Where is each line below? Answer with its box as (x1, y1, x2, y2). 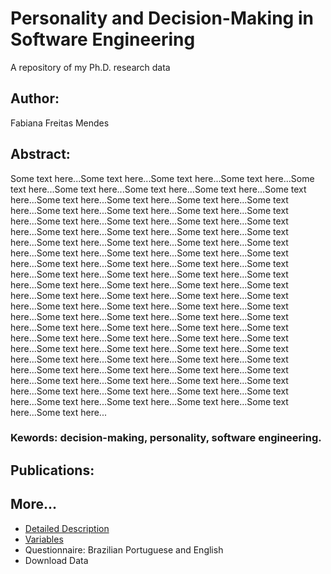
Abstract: (10, 146, 71, 163)
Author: (10, 90, 60, 107)
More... (10, 496, 58, 513)
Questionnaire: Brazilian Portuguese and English (24, 543, 224, 556)
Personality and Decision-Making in (10, 7, 314, 30)
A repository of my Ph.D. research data (10, 61, 171, 73)
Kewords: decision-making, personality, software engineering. (10, 431, 322, 445)
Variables (24, 533, 64, 545)
